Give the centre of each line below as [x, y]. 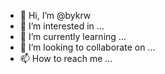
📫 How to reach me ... [66, 58]
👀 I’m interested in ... [62, 26]
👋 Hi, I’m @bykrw [55, 15]
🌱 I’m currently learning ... [73, 36]
